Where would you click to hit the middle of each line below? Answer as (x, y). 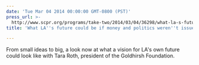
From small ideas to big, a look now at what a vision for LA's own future (93, 50)
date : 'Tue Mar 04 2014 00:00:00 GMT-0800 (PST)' (69, 11)
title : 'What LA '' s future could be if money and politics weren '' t (92, 28)
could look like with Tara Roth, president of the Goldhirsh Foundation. (90, 56)
